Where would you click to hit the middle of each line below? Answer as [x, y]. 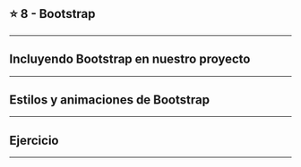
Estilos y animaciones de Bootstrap [110, 100]
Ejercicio [34, 140]
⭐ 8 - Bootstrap [52, 14]
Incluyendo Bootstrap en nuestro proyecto [130, 59]
